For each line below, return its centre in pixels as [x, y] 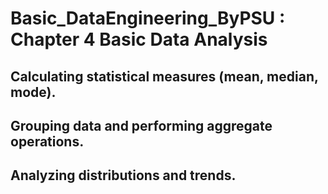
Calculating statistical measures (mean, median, [164, 76]
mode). [33, 92]
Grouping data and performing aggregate [141, 125]
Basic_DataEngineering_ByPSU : [148, 18]
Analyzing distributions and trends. [123, 175]
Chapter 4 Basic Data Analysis [139, 39]
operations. [47, 141]
